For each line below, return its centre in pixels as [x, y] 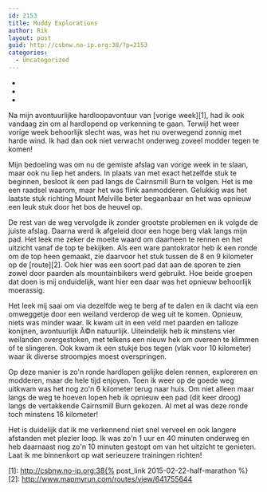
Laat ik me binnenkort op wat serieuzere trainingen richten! [105, 455]
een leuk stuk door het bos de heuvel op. [76, 207]
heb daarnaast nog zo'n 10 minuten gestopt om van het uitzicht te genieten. [132, 447]
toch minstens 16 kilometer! [53, 414]
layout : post [30, 38]
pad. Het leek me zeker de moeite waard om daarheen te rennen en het [126, 239]
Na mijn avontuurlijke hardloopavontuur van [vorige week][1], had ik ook [126, 115]
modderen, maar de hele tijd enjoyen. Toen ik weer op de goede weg [121, 380]
